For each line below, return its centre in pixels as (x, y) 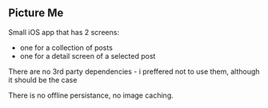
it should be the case (43, 79)
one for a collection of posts (66, 48)
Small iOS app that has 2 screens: (64, 32)
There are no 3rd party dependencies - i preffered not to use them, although (134, 71)
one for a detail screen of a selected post (88, 56)
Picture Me (36, 13)
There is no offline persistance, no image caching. (91, 95)
